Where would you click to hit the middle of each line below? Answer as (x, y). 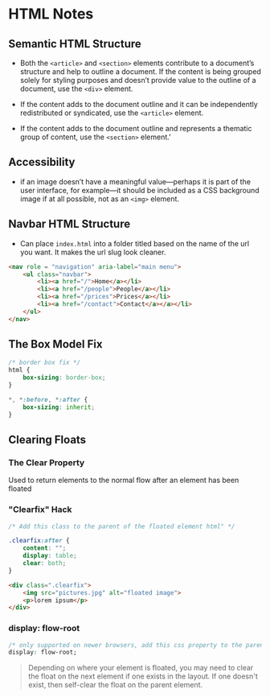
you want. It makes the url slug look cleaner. (93, 252)
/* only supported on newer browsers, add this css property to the (125, 645)
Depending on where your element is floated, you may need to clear (141, 668)
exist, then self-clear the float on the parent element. (115, 685)
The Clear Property (47, 462)
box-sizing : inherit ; (59, 407)
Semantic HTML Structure (75, 44)
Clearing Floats (47, 439)
